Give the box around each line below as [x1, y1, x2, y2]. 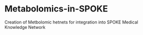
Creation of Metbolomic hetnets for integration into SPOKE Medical [4, 19, 139, 25]
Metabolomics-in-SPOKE [4, 3, 108, 14]
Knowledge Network [4, 24, 46, 30]
